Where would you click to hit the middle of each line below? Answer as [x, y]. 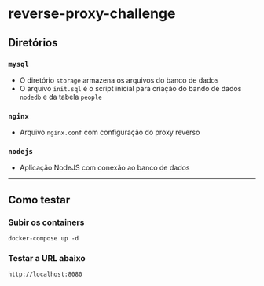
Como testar [39, 200]
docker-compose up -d [44, 239]
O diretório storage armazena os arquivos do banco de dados [119, 80]
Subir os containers [46, 222]
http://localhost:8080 [45, 275]
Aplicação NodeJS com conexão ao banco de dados [104, 168]
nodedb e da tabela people [60, 97]
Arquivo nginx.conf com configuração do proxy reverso [110, 132]
